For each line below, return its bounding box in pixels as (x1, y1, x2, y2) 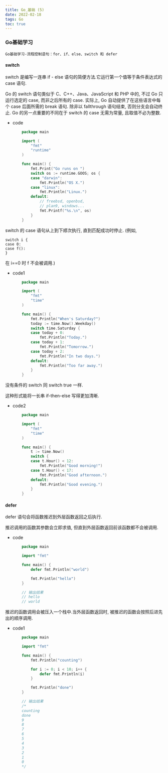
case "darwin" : (31, 175, 63, 181)
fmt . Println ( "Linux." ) (39, 189, 87, 195)
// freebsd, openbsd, (39, 199, 85, 204)
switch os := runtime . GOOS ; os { (31, 171, 101, 176)
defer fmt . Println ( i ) (39, 671, 85, 677)
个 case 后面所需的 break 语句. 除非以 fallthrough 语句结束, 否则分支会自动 (5, 103, 158, 109)
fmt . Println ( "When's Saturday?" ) (31, 316, 101, 321)
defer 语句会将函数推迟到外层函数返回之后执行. (5, 514, 102, 520)
